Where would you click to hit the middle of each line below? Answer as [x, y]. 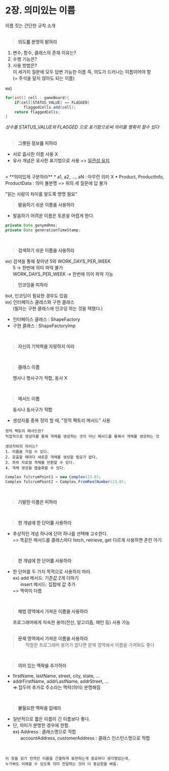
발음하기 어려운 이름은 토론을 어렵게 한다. [53, 216]
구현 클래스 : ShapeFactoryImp [44, 326]
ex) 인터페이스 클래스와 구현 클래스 [40, 302]
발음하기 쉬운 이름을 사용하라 [46, 205]
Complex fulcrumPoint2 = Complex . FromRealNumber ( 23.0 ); [66, 482]
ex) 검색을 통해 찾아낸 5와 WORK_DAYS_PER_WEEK [58, 261]
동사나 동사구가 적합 [32, 410]
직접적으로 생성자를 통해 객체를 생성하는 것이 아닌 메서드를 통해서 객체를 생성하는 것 [82, 437]
